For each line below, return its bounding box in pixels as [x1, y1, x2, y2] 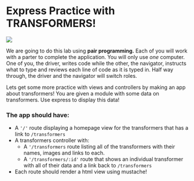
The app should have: [6, 111, 70, 119]
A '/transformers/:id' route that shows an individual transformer [23, 156, 183, 163]
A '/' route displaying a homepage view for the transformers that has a [14, 124, 189, 131]
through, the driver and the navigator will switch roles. [6, 72, 137, 79]
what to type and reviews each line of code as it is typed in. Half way [6, 66, 174, 73]
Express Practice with [6, 4, 115, 18]
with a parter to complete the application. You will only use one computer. [6, 53, 185, 60]
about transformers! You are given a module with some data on [6, 90, 159, 97]
